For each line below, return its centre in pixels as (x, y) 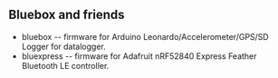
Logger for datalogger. (63, 46)
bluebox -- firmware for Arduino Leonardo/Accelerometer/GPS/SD (145, 36)
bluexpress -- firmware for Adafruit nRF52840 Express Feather (139, 56)
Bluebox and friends (67, 15)
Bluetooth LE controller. (65, 65)
